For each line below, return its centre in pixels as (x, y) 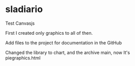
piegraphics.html (23, 58)
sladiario (24, 9)
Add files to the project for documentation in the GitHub (64, 43)
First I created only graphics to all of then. (49, 33)
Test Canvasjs (20, 23)
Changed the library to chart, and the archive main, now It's (68, 52)
